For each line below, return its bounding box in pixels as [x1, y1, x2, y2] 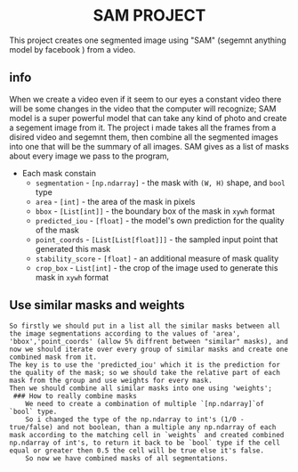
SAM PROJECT [93, 5, 206, 26]
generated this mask [35, 243, 111, 254]
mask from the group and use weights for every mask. [9, 376, 213, 385]
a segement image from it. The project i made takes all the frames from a [9, 122, 277, 133]
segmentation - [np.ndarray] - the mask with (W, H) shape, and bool [35, 177, 286, 188]
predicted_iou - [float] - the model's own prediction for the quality [35, 215, 285, 225]
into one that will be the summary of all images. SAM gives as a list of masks [9, 141, 289, 151]
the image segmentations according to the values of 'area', [9, 329, 241, 338]
